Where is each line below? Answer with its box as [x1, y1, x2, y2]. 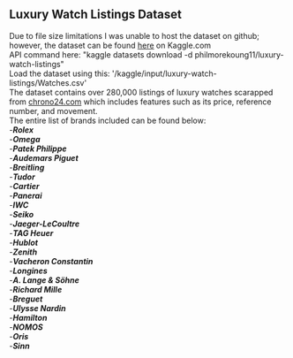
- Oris [9, 331, 29, 341]
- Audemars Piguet [9, 152, 79, 163]
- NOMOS [9, 322, 43, 332]
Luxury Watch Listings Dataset [9, 7, 183, 22]
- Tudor [9, 171, 35, 182]
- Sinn [9, 340, 30, 351]
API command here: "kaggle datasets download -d [9, 49, 193, 60]
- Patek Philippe [9, 143, 68, 154]
